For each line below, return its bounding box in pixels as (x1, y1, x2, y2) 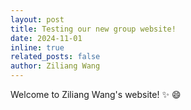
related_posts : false (10, 52, 101, 62)
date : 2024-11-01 (10, 33, 83, 43)
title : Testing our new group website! (10, 24, 177, 34)
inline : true (10, 42, 65, 53)
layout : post (10, 14, 65, 25)
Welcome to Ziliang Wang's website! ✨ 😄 (10, 89, 182, 100)
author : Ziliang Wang (10, 61, 101, 71)
